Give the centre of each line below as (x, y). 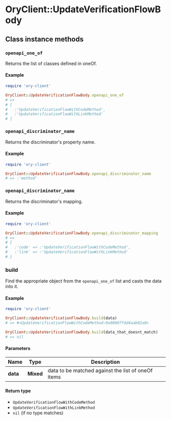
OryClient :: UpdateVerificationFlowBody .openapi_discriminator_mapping (82, 233)
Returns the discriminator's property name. (50, 142)
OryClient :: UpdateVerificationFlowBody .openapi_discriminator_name (78, 174)
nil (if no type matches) (38, 413)
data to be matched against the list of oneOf (100, 370)
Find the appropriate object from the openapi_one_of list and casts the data (83, 281)
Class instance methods (45, 39)
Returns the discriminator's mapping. (44, 201)
